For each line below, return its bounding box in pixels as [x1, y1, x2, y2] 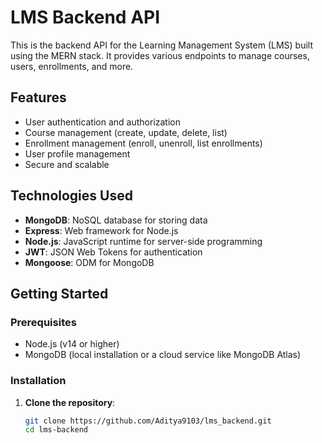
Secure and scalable [24, 158, 110, 170]
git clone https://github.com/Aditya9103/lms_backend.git [24, 416, 272, 426]
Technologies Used [10, 187, 133, 205]
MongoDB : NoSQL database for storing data [24, 214, 208, 226]
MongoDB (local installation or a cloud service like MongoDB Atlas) [24, 349, 302, 361]
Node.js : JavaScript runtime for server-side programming [24, 235, 263, 247]
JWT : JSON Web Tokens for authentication [24, 246, 203, 258]
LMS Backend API [10, 6, 161, 29]
